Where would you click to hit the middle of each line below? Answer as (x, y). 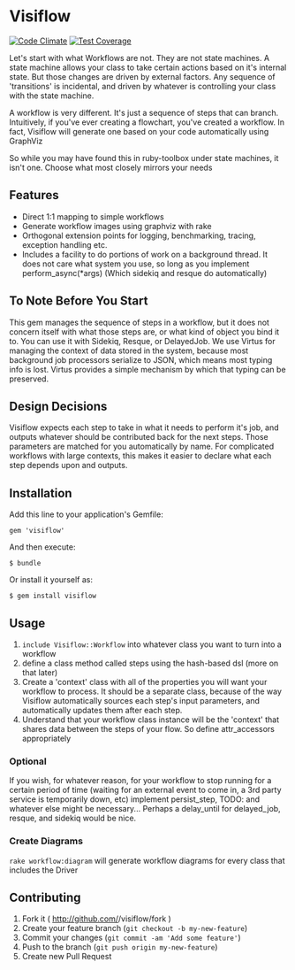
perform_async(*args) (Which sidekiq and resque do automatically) (144, 273)
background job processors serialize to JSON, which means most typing (141, 359)
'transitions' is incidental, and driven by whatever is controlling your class (143, 86)
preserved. (29, 379)
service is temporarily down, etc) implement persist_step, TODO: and (135, 799)
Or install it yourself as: (51, 580)
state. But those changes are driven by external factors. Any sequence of (142, 76)
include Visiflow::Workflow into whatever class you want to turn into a (152, 644)
